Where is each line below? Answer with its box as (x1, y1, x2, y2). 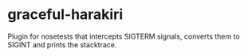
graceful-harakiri (7, 6, 124, 24)
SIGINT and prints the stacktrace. (7, 39, 117, 49)
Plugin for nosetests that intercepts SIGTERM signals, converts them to (7, 32, 240, 41)
